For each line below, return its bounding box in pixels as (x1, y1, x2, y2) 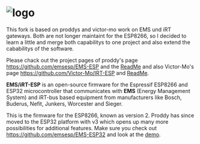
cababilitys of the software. (6, 45, 74, 52)
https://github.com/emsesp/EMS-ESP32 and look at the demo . (6, 131, 161, 138)
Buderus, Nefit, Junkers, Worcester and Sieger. (6, 100, 123, 107)
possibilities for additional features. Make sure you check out (6, 124, 157, 131)
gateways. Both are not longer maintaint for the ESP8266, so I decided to (6, 32, 187, 39)
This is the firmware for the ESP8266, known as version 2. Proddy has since (6, 112, 195, 119)
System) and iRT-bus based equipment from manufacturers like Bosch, (6, 94, 182, 101)
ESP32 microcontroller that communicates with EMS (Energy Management (6, 87, 190, 94)
